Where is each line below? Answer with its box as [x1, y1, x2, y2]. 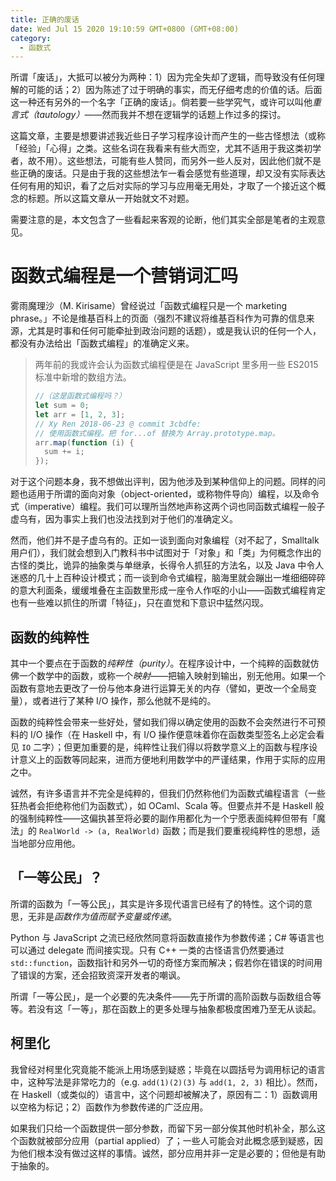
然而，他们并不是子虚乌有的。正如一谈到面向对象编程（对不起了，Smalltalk [10, 534, 320, 546]
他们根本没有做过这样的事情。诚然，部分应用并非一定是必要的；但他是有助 [18, 1147, 326, 1159]
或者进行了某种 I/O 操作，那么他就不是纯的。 [31, 695, 217, 706]
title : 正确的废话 [10, 14, 80, 25]
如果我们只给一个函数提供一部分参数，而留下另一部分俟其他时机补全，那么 [10, 1122, 317, 1134]
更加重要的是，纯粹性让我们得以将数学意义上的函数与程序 [72, 741, 310, 753]
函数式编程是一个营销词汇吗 [10, 265, 239, 288]
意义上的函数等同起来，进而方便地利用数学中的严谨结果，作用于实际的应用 [18, 754, 326, 765]
